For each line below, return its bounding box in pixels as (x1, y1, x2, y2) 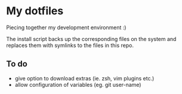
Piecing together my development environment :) (6, 24, 127, 31)
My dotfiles (6, 4, 64, 18)
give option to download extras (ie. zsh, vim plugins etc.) (14, 74, 155, 82)
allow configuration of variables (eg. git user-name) (14, 81, 141, 88)
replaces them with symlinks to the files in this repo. (6, 42, 134, 49)
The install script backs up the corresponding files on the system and (6, 35, 177, 42)
